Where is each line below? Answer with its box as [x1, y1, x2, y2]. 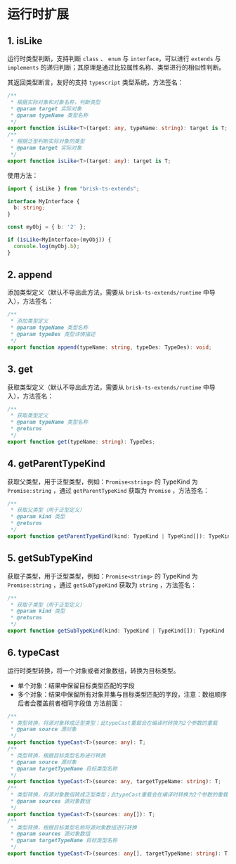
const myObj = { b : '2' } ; [7, 224, 86, 231]
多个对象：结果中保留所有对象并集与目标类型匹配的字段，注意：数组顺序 [17, 690, 227, 698]
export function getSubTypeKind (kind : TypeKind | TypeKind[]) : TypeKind [7, 627, 225, 634]
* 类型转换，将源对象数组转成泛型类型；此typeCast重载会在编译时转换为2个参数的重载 [10, 792, 228, 799]
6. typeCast [7, 647, 60, 659]
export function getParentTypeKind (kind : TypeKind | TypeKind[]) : [7, 532, 206, 540]
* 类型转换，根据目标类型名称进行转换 [10, 752, 106, 759]
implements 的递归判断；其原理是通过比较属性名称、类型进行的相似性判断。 [7, 63, 225, 71]
